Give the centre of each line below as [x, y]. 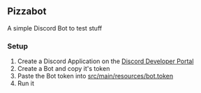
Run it [26, 83]
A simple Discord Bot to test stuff [55, 28]
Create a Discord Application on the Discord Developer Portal [105, 61]
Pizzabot [27, 11]
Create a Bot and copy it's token [64, 69]
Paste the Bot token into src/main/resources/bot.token [95, 76]
